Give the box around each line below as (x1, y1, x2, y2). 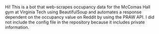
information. (5, 24, 30, 30)
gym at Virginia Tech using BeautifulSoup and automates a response (5, 9, 142, 15)
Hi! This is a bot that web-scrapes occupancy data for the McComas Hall (5, 4, 151, 10)
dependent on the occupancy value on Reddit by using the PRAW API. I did (5, 14, 154, 20)
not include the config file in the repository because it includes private (5, 19, 145, 25)
